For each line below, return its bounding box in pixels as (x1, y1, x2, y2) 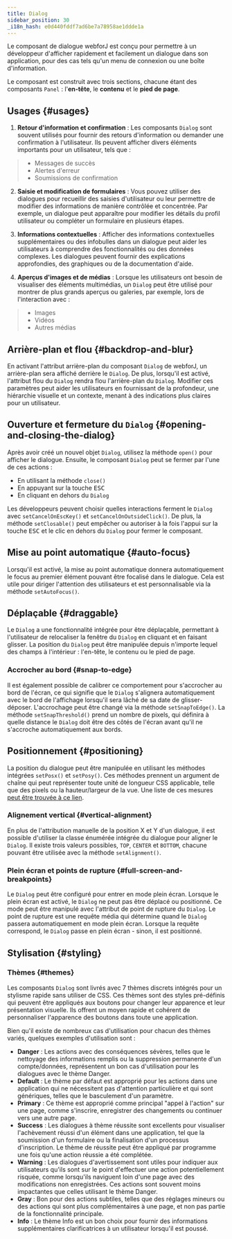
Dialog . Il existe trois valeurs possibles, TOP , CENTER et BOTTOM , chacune (7, 841, 208, 849)
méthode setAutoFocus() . (7, 587, 80, 595)
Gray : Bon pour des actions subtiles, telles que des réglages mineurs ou (17, 1195, 225, 1203)
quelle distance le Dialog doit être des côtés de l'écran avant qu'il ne (7, 717, 203, 726)
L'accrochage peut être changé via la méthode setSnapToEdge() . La (33, 703, 225, 711)
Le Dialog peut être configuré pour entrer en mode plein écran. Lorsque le (7, 890, 219, 898)
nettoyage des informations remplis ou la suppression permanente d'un (17, 1054, 222, 1063)
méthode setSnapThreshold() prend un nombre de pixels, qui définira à (7, 710, 209, 719)
